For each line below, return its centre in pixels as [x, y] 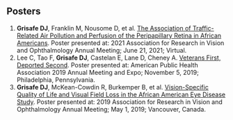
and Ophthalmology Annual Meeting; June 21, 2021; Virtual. [102, 50]
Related [27, 35]
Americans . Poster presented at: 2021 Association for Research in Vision [120, 43]
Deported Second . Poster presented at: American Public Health [107, 65]
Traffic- [203, 28]
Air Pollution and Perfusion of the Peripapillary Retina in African [131, 35]
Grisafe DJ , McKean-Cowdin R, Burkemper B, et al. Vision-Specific [113, 87]
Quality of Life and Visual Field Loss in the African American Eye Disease [121, 94]
